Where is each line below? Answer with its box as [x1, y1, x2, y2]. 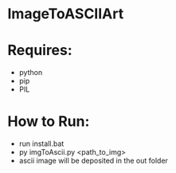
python [18, 68, 43, 77]
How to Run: [7, 112, 90, 131]
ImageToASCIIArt [7, 5, 124, 23]
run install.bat [18, 139, 65, 148]
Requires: [7, 41, 72, 60]
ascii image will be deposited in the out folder [18, 156, 169, 166]
